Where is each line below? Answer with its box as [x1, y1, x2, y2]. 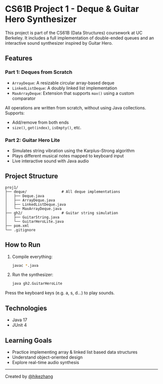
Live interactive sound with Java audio [12, 158, 89, 164]
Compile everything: [12, 254, 53, 260]
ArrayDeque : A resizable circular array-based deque [12, 80, 115, 86]
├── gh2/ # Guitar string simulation [5, 210, 118, 215]
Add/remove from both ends [12, 119, 69, 125]
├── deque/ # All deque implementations [5, 189, 120, 194]
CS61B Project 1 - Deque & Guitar [5, 3, 139, 15]
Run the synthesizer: [12, 272, 53, 278]
